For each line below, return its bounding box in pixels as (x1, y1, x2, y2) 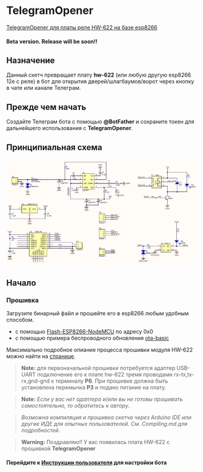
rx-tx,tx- (173, 371, 195, 378)
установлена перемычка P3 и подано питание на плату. (21, 384, 167, 391)
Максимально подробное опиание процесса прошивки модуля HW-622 (6, 346, 193, 354)
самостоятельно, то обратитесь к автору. (21, 402, 130, 409)
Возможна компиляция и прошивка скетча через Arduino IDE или (21, 414, 192, 421)
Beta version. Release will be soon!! (6, 38, 98, 45)
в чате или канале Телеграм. (6, 84, 81, 92)
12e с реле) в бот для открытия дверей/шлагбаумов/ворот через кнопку (6, 78, 195, 85)
